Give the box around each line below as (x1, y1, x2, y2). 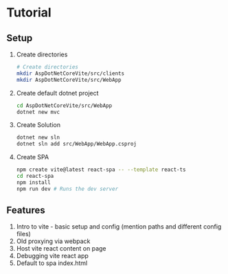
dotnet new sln (16, 134, 60, 141)
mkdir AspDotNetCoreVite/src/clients (16, 70, 125, 77)
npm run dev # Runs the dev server (16, 185, 119, 192)
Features (6, 205, 45, 216)
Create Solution (16, 121, 61, 129)
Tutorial (6, 5, 52, 21)
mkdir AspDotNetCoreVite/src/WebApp (16, 76, 122, 83)
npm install (16, 179, 51, 186)
